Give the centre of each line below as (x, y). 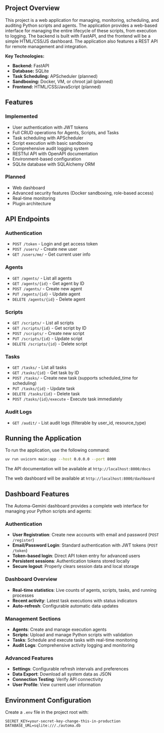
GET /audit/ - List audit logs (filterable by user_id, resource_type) (79, 423)
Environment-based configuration (47, 159)
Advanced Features (29, 658)
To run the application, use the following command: (57, 450)
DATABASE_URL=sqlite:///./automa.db (43, 726)
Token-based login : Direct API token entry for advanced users (76, 556)
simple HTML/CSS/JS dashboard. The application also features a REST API (82, 41)
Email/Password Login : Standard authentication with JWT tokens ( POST (85, 545)
